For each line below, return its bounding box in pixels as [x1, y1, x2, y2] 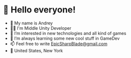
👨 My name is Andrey [10, 20, 53, 26]
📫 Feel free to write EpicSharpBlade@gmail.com [10, 41, 108, 46]
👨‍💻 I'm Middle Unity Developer [10, 25, 72, 31]
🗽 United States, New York [10, 47, 63, 53]
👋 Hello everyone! [3, 4, 76, 15]
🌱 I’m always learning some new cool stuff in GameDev [10, 35, 120, 41]
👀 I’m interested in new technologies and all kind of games [10, 30, 127, 36]
